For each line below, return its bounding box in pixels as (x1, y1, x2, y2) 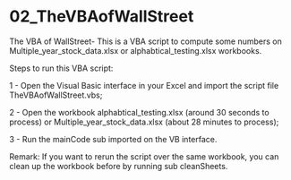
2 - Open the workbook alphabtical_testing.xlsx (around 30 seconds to (9, 107, 270, 117)
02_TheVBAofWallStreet (9, 6, 194, 27)
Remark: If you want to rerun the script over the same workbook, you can (9, 150, 279, 162)
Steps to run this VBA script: (9, 63, 114, 73)
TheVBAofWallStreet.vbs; (9, 90, 103, 100)
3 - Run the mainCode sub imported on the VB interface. (9, 133, 218, 144)
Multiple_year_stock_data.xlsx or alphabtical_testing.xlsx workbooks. (9, 45, 262, 56)
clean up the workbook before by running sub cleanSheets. (9, 160, 228, 171)
